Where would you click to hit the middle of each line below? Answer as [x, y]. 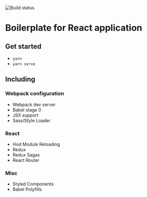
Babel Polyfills [27, 189]
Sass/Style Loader [32, 120]
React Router [26, 160]
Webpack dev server [34, 104]
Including [20, 79]
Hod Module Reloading [36, 144]
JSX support [25, 115]
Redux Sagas [26, 154]
